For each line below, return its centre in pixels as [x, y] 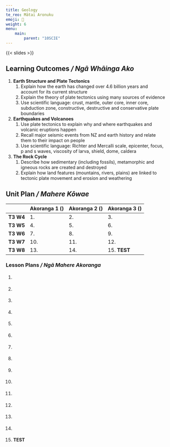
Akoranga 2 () [86, 208]
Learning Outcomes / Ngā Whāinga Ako [70, 69]
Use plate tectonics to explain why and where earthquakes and [86, 124]
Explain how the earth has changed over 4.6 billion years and [84, 86]
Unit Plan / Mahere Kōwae [48, 194]
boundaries [32, 113]
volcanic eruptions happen [48, 130]
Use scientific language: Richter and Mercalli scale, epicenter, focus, [92, 146]
